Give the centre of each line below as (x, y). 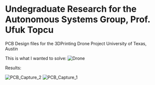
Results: (13, 68)
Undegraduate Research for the (71, 9)
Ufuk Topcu (30, 30)
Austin (12, 49)
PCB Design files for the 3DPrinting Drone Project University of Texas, (76, 43)
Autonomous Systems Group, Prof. (78, 19)
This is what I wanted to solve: (36, 58)
